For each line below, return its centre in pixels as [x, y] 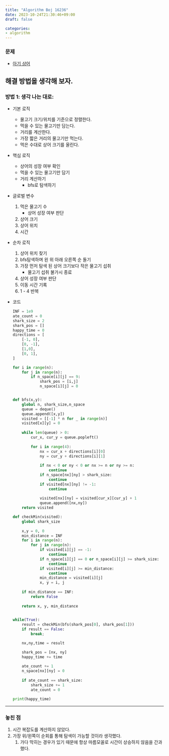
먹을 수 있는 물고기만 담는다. [48, 126]
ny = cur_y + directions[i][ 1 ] [72, 456]
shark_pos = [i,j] [59, 382]
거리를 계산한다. [35, 132]
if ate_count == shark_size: [52, 681]
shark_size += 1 [48, 685]
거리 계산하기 [33, 179]
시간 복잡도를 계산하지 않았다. [41, 729]
